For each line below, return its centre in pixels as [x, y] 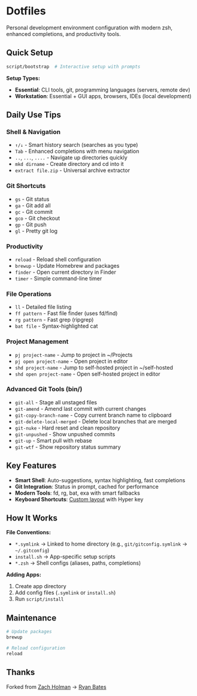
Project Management [37, 341]
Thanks [21, 672]
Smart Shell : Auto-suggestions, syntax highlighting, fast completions [100, 480]
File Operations [29, 293]
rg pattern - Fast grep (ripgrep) [54, 320]
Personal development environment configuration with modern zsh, [89, 28]
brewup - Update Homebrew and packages [67, 265]
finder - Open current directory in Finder [66, 272]
